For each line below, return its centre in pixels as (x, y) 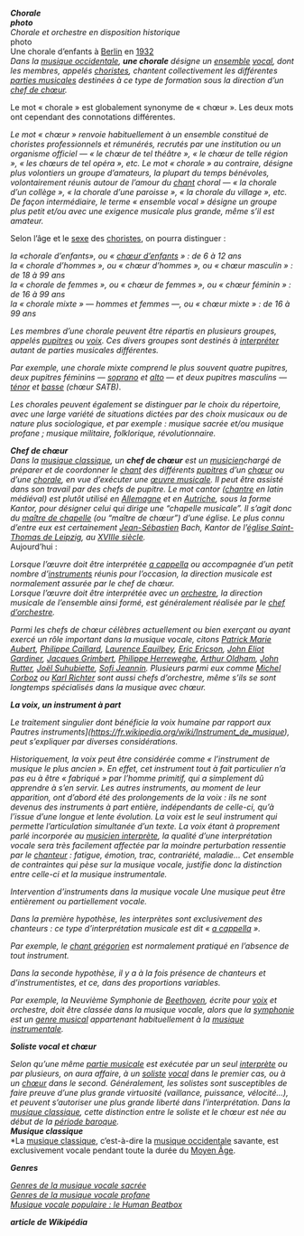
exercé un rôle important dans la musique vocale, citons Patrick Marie (141, 639)
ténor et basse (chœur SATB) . (66, 387)
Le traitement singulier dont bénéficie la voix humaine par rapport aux (141, 722)
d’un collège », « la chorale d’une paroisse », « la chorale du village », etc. (149, 192)
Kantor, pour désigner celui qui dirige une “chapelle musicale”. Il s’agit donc (151, 508)
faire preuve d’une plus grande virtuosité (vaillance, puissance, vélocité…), (149, 1093)
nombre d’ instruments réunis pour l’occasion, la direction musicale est (141, 574)
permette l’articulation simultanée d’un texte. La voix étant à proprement (145, 826)
